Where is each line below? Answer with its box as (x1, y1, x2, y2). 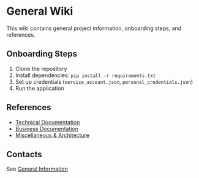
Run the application (15, 84, 64, 92)
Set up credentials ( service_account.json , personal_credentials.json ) (15, 78, 193, 85)
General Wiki (6, 4, 73, 18)
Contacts (6, 149, 43, 160)
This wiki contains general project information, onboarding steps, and (6, 24, 182, 32)
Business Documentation (15, 125, 78, 132)
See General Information (6, 165, 69, 172)
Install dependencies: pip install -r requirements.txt (15, 72, 156, 79)
